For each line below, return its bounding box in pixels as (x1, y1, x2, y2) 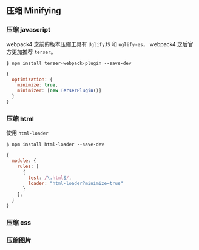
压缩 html (6, 114, 35, 123)
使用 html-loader (6, 129, 49, 137)
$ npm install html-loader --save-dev (6, 141, 104, 147)
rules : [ (17, 163, 39, 169)
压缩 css (6, 218, 32, 226)
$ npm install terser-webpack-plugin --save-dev (6, 60, 132, 66)
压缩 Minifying (6, 5, 62, 16)
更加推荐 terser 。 (11, 48, 56, 55)
